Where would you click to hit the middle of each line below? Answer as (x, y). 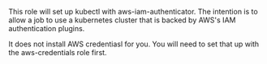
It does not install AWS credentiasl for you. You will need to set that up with (134, 44)
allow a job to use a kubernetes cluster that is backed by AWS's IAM (122, 20)
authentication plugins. (47, 28)
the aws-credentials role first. (58, 52)
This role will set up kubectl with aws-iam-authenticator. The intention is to (133, 12)
